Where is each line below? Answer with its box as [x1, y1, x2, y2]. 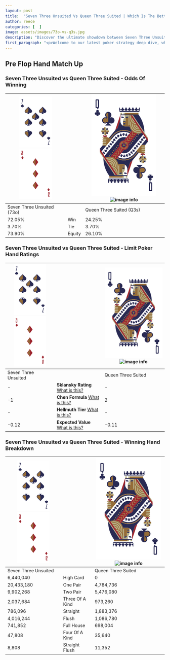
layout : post [5, 8, 33, 13]
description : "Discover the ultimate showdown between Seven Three [5, 35, 151, 40]
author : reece [5, 19, 35, 24]
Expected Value [56, 419, 91, 425]
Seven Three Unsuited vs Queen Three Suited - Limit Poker [5, 245, 153, 252]
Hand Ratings [5, 251, 39, 258]
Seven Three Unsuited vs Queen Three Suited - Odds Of [5, 75, 145, 82]
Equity [67, 231, 81, 237]
